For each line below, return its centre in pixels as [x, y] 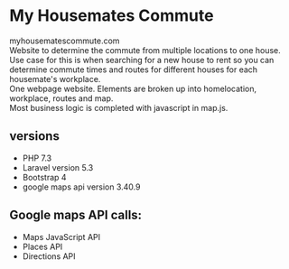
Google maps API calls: [76, 215]
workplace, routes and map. [61, 98]
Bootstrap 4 [44, 177]
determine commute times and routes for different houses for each [134, 70]
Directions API [49, 256]
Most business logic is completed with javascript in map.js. [119, 107]
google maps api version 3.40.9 [81, 187]
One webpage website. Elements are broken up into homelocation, [133, 88]
